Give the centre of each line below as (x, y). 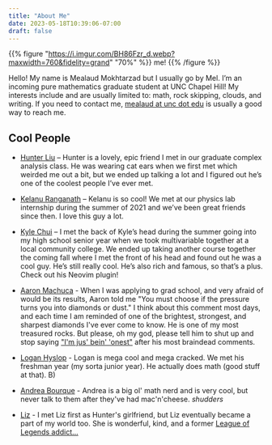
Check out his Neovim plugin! (69, 275)
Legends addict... (49, 432)
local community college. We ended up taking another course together (138, 249)
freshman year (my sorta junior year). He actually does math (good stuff (140, 367)
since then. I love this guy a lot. (72, 216)
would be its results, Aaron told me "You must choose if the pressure (135, 299)
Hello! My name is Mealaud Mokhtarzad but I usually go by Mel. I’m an (125, 78)
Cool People (40, 138)
